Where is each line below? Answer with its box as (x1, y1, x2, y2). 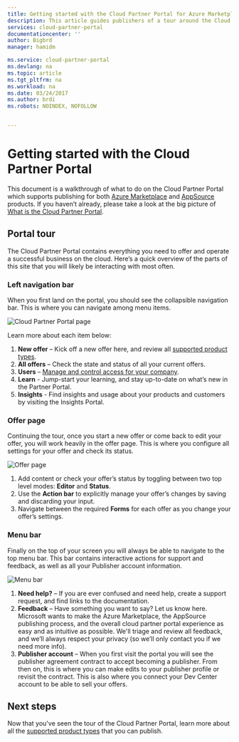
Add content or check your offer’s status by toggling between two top (17, 474, 222, 483)
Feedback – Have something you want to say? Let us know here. (17, 604, 208, 612)
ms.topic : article (7, 69, 62, 77)
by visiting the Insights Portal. (17, 398, 105, 407)
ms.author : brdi (7, 96, 55, 103)
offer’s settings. (17, 512, 64, 521)
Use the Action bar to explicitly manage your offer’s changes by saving (17, 489, 226, 498)
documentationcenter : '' (7, 30, 81, 38)
